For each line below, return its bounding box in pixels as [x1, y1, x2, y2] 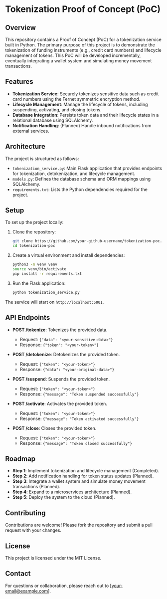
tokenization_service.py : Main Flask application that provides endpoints [12, 165, 163, 171]
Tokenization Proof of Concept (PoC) [5, 3, 161, 15]
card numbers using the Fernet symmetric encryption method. [12, 96, 141, 102]
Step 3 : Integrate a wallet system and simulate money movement [12, 478, 146, 484]
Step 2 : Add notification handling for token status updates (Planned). [12, 473, 154, 479]
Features [5, 77, 33, 86]
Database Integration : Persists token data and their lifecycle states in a [12, 112, 159, 118]
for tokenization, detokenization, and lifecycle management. [12, 171, 136, 177]
